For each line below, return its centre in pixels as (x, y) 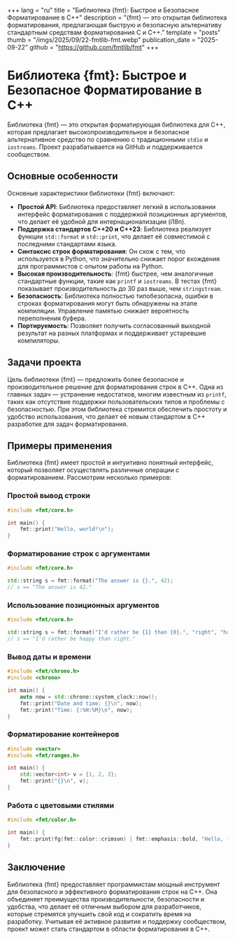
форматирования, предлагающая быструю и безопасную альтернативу (115, 25)
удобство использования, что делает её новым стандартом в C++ (106, 416)
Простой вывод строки (49, 496)
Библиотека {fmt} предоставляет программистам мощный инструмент (114, 884)
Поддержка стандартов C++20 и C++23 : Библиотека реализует (114, 229)
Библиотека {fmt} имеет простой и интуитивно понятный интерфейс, (110, 463)
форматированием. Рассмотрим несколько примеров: (90, 478)
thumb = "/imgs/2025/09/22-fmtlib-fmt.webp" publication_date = (101, 40)
